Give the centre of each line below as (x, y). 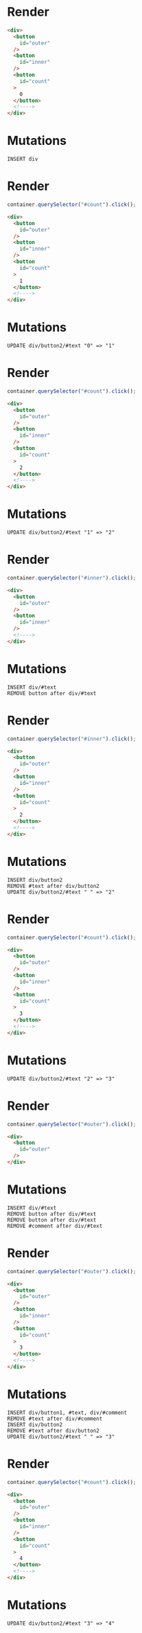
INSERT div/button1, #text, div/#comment (67, 1413)
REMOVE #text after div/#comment (55, 1419)
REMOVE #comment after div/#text (55, 1226)
